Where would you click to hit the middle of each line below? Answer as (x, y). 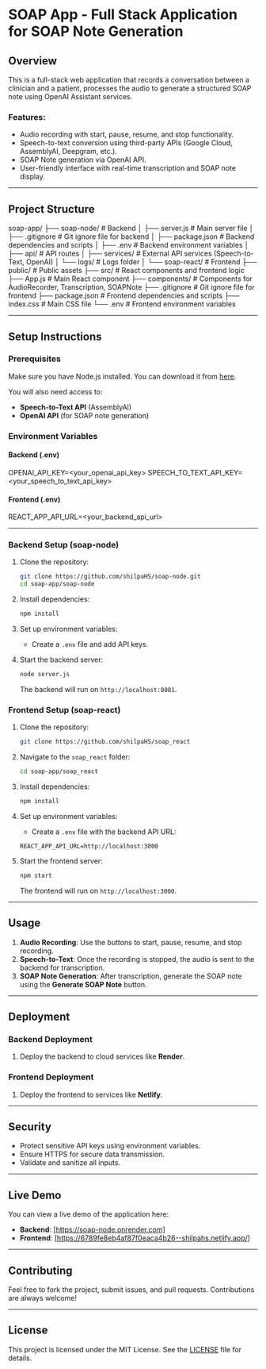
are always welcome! (43, 1298)
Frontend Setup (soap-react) (65, 709)
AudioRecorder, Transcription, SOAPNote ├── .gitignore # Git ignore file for (131, 287)
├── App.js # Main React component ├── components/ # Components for (130, 279)
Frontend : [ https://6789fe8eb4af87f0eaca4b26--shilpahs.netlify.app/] (135, 1238)
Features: (27, 117)
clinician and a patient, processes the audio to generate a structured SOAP (130, 88)
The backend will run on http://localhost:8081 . (98, 689)
